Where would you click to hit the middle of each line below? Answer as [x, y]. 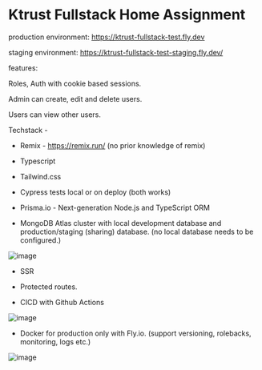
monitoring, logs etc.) [55, 341]
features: [23, 68]
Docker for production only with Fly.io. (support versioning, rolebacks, [135, 333]
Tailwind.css [40, 176]
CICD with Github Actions [62, 302]
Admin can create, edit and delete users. [75, 99]
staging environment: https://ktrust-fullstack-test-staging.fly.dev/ [116, 52]
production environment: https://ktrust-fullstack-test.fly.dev [107, 37]
